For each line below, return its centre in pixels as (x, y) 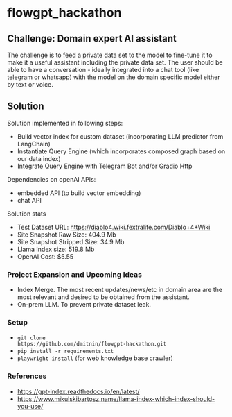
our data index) (39, 158)
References (27, 376)
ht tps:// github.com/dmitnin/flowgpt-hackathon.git (92, 344)
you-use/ (30, 406)
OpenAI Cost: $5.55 (45, 256)
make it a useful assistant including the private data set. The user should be (115, 62)
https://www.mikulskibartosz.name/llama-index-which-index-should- (116, 399)
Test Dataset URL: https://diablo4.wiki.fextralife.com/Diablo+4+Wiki (114, 227)
